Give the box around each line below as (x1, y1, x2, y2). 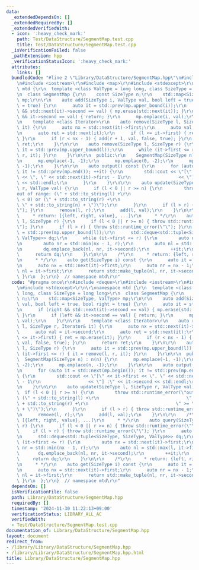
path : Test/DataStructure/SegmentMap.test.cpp (17, 36, 134, 42)
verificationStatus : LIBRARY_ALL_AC (11, 511, 102, 517)
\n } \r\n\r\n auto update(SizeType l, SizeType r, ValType (17, 384, 182, 390)
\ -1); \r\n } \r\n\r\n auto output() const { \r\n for (17, 163, 179, 169)
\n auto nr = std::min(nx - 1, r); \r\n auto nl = (17, 240, 179, 246)
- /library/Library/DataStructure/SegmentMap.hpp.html (6, 550, 145, 556)
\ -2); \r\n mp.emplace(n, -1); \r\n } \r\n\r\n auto (17, 362, 174, 368)
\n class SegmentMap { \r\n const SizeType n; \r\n (17, 91, 152, 97)
